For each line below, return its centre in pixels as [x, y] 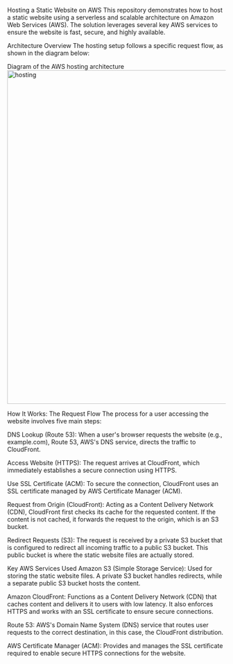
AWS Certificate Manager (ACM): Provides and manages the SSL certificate [115, 646]
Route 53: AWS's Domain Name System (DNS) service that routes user [108, 625]
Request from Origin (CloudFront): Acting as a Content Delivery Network [110, 504]
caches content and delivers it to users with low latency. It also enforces [110, 604]
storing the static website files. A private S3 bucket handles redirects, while [115, 576]
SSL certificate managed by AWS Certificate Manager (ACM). [95, 491]
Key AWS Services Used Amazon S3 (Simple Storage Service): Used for [110, 568]
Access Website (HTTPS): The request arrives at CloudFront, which [103, 463]
